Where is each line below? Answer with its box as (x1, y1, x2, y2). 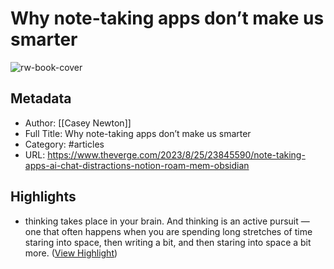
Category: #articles (24, 138, 105, 150)
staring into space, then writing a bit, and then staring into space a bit (24, 236, 312, 248)
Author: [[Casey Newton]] (24, 117, 132, 129)
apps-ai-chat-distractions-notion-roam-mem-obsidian (24, 159, 250, 171)
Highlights (10, 188, 77, 206)
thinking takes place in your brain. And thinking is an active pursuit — (24, 215, 310, 227)
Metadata (10, 90, 72, 107)
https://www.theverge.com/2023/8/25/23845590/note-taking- (47, 148, 306, 161)
